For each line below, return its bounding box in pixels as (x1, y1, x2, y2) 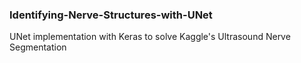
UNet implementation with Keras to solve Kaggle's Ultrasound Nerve (9, 31, 291, 43)
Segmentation (9, 41, 67, 53)
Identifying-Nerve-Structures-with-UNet (9, 8, 213, 22)
